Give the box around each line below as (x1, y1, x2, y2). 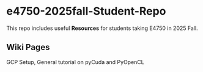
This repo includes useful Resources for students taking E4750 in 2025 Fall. (6, 24, 198, 32)
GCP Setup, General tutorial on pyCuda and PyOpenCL (6, 58, 145, 65)
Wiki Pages (6, 42, 50, 52)
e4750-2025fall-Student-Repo (6, 4, 166, 18)
